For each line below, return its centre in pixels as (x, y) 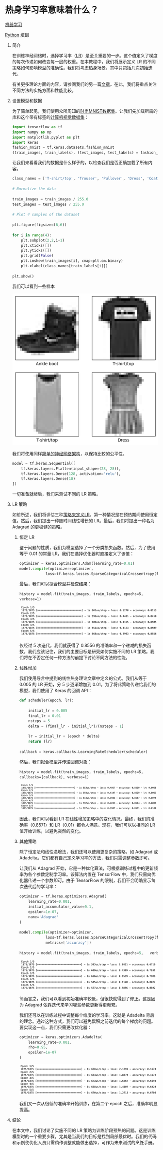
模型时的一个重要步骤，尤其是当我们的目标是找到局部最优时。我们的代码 (84, 1136)
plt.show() (23, 276)
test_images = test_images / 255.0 (48, 204)
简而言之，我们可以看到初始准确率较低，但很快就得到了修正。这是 (85, 998)
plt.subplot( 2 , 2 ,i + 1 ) (43, 240)
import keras (25, 142)
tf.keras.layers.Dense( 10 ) (48, 479)
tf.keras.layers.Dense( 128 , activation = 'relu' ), (71, 474)
